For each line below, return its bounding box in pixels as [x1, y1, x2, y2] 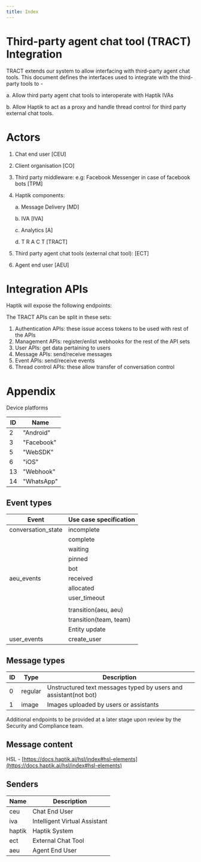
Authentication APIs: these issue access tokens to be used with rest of [14, 325, 189, 333]
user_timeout [68, 594, 105, 602]
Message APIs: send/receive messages [14, 351, 112, 358]
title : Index [6, 8, 39, 15]
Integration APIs [6, 282, 89, 296]
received [68, 574, 93, 583]
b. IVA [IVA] [14, 215, 44, 222]
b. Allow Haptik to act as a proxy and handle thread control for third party [6, 103, 187, 110]
